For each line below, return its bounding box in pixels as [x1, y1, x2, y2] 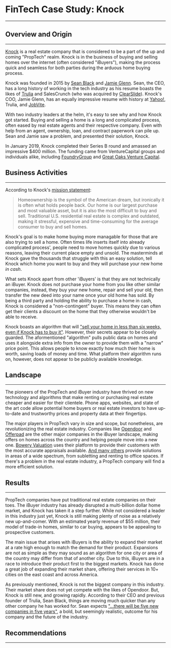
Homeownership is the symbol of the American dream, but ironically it [17, 196, 164, 203]
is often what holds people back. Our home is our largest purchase [17, 202, 158, 208]
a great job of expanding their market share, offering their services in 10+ [5, 566, 159, 572]
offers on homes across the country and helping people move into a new [5, 437, 158, 443]
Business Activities [5, 168, 68, 177]
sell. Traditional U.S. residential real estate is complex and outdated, [17, 213, 160, 219]
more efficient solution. [5, 464, 54, 470]
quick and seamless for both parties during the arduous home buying [5, 65, 151, 71]
